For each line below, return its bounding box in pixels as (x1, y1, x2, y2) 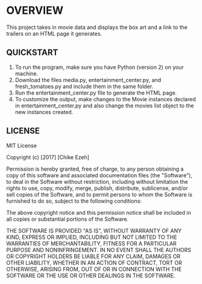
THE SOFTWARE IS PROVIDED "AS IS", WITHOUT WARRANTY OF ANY (6, 227, 182, 234)
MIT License (6, 142, 37, 149)
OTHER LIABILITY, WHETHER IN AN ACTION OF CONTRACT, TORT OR (6, 259, 182, 266)
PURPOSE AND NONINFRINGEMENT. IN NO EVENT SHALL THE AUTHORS (6, 246, 192, 253)
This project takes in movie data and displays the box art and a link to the (6, 24, 188, 31)
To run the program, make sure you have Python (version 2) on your (14, 63, 184, 71)
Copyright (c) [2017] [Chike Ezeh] (6, 153, 89, 160)
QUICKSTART (6, 48, 58, 58)
